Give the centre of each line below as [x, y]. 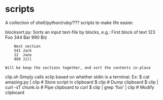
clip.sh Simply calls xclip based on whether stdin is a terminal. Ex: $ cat [77, 76]
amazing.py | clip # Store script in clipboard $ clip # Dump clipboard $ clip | [82, 82]
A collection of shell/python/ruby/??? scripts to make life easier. [69, 23]
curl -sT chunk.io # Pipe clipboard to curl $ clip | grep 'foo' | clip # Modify [80, 87]
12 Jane [23, 55]
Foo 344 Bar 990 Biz [26, 37]
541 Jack [23, 50]
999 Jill [23, 59]
